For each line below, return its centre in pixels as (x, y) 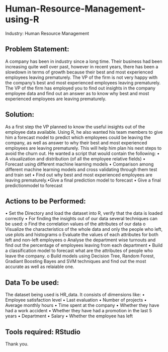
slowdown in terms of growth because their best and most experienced (79, 72)
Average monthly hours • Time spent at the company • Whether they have (82, 305)
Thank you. (17, 344)
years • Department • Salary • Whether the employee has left (69, 316)
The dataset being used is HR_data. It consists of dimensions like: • (75, 295)
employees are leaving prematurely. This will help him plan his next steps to (83, 148)
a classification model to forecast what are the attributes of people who (79, 251)
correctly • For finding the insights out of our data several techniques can (81, 219)
